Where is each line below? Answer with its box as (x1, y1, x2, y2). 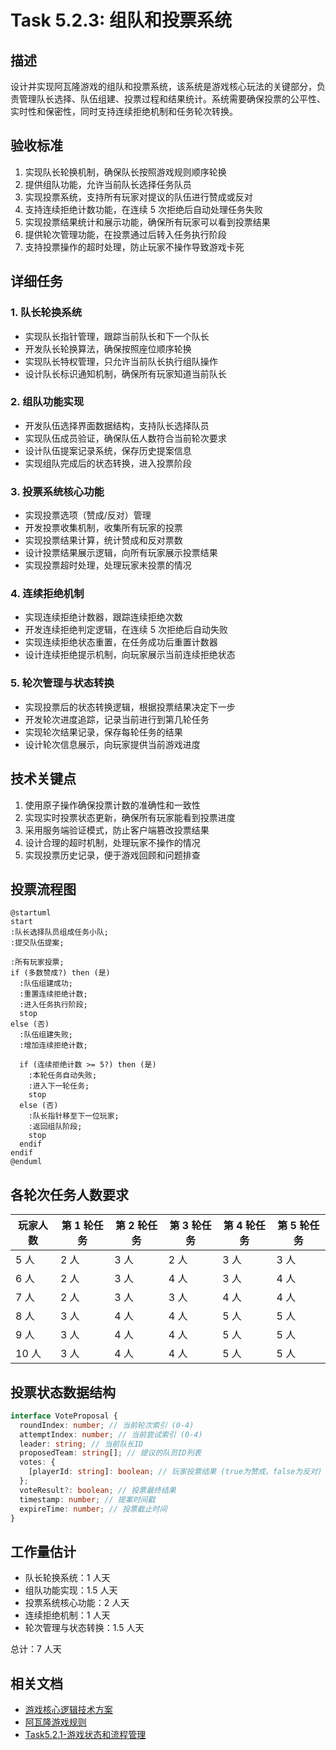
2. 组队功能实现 (10, 395, 85, 409)
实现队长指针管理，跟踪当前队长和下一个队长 (24, 330, 210, 342)
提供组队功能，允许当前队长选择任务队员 (24, 178, 192, 190)
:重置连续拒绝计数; (19, 989, 88, 1000)
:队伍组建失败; (19, 1030, 73, 1040)
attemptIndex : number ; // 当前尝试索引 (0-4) (19, 1429, 203, 1440)
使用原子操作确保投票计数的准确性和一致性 (24, 799, 201, 811)
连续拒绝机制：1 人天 (24, 1609, 111, 1621)
